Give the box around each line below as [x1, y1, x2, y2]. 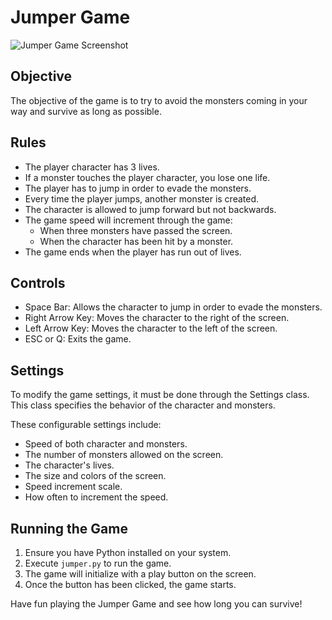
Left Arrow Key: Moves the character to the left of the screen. [24, 322, 278, 335]
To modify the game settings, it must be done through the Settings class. [10, 389, 310, 401]
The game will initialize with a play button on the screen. [24, 568, 257, 580]
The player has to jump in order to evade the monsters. [24, 182, 252, 194]
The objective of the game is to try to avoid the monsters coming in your [10, 94, 308, 106]
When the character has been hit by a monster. [39, 235, 234, 247]
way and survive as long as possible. [10, 105, 162, 117]
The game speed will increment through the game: [24, 214, 233, 226]
